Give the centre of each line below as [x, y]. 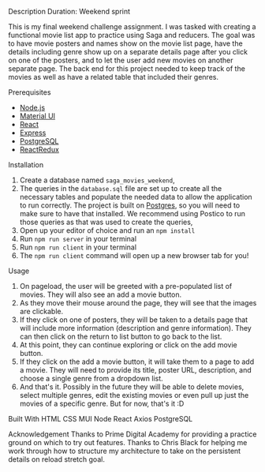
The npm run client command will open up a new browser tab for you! [134, 255]
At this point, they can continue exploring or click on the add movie [129, 345]
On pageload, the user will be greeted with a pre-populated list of [126, 286]
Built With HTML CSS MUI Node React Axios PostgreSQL [101, 419]
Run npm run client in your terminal [78, 247]
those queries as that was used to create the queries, [106, 222]
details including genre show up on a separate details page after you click [128, 52]
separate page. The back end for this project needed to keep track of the [127, 69]
